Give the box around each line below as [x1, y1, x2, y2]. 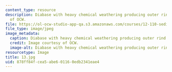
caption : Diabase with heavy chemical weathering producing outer [10, 36, 155, 41]
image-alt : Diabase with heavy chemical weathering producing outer [10, 45, 159, 50]
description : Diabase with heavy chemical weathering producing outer [5, 12, 159, 17]
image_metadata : [5, 31, 40, 36]
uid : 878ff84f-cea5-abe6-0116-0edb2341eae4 [5, 59, 100, 64]
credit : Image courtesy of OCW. [10, 41, 79, 46]
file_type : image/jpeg [5, 26, 54, 31]
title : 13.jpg [5, 54, 36, 60]
